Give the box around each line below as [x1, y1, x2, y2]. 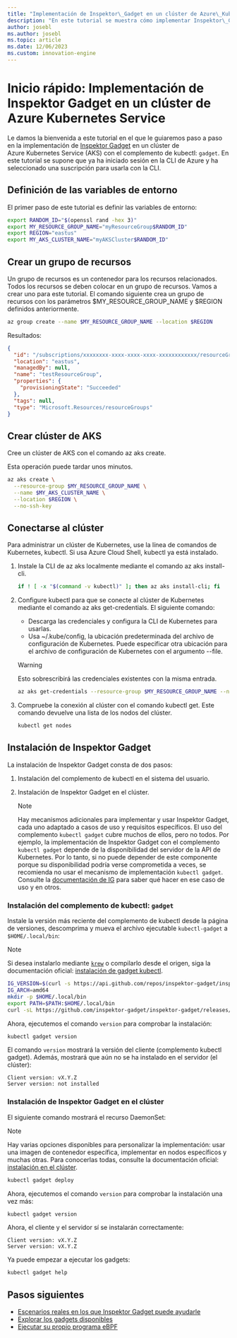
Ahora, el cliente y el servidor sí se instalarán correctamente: [7, 1223, 184, 1232]
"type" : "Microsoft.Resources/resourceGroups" [13, 404, 153, 411]
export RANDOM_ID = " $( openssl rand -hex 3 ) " [7, 216, 138, 223]
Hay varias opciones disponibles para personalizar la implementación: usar [7, 1140, 226, 1149]
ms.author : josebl [7, 30, 61, 37]
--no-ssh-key [13, 503, 52, 510]
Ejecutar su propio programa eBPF [17, 1322, 118, 1331]
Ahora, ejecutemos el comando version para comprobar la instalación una [7, 1189, 223, 1198]
